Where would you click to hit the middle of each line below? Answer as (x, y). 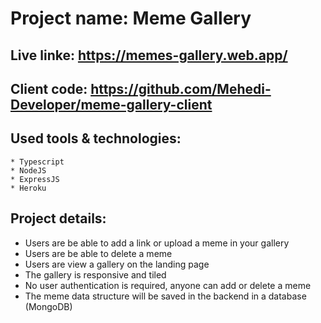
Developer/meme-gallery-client (111, 104)
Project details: (58, 218)
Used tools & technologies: (96, 138)
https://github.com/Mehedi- (181, 88)
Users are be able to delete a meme (98, 253)
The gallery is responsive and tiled (95, 274)
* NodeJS (28, 170)
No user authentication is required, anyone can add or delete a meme (168, 285)
